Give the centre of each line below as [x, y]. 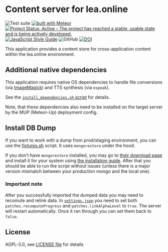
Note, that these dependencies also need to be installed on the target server [84, 107]
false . [12, 216]
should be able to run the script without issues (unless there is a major [78, 166]
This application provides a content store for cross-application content [78, 49]
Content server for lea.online [67, 9]
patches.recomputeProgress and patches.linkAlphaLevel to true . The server [83, 206]
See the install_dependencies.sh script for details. [58, 97]
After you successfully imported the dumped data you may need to [74, 195]
